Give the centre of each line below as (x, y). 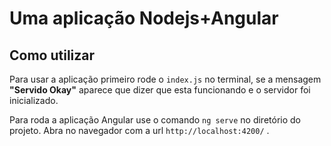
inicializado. (34, 100)
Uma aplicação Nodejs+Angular (144, 18)
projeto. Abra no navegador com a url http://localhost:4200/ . (139, 130)
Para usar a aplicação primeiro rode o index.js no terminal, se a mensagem (165, 79)
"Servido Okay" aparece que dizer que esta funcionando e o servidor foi (160, 90)
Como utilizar (52, 55)
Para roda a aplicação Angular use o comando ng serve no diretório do (155, 120)
